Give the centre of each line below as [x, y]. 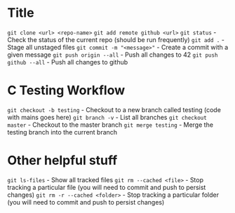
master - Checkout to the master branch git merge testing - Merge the [110, 125]
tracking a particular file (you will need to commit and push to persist [107, 187]
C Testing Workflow [66, 91]
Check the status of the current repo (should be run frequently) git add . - [116, 39]
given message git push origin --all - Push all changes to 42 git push [113, 55]
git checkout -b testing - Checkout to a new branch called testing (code [114, 109]
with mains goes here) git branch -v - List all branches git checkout [107, 117]
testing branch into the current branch [62, 132]
